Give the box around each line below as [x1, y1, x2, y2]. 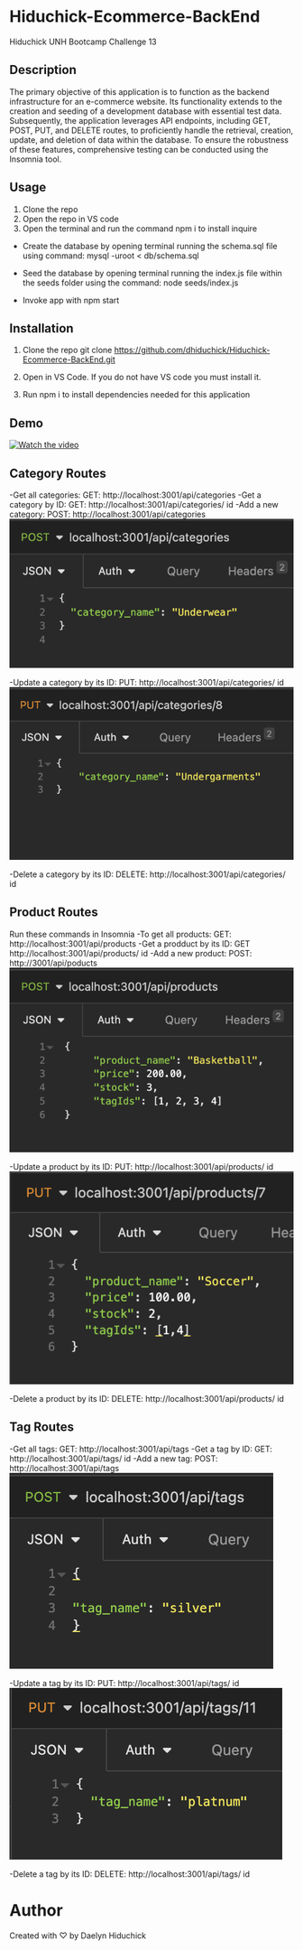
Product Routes [9, 905, 99, 920]
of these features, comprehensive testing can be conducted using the [9, 144, 269, 154]
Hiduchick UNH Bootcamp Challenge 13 [9, 36, 158, 47]
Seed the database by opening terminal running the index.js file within [22, 267, 282, 278]
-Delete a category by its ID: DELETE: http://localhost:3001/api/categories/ [9, 869, 286, 880]
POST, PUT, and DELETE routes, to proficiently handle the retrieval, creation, [9, 125, 294, 135]
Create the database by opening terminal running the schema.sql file [22, 240, 278, 251]
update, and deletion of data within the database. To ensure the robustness [9, 134, 289, 145]
